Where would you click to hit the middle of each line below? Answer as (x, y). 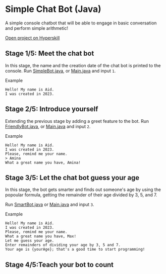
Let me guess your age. (30, 241)
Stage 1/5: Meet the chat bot (50, 53)
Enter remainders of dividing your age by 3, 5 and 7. (63, 245)
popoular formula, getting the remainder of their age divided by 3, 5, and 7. (81, 195)
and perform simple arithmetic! (37, 28)
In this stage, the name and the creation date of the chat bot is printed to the (83, 65)
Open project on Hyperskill (32, 38)
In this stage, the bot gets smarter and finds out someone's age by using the (83, 189)
